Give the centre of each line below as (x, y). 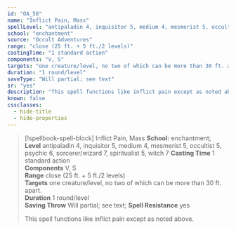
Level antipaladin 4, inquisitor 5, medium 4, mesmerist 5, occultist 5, (123, 145)
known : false (26, 99)
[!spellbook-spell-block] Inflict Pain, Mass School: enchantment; (118, 138)
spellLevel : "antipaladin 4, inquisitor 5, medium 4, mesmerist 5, (108, 27)
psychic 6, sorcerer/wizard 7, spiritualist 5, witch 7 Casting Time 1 (120, 153)
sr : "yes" (22, 86)
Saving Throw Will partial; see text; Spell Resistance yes (107, 205)
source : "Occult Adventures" (50, 40)
